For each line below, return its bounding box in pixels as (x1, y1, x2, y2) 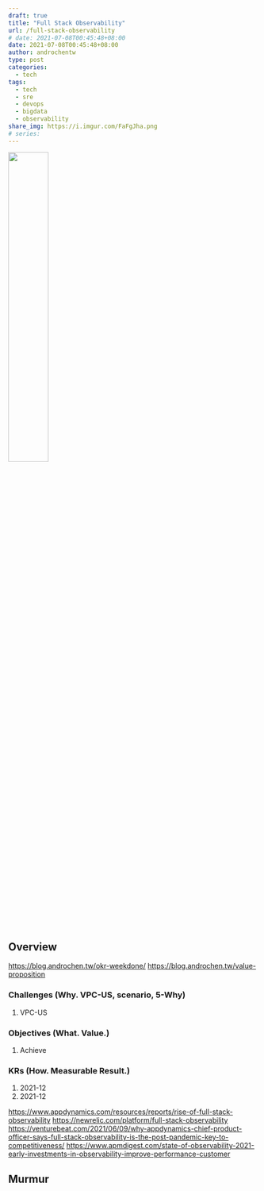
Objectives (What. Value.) (8, 1027, 109, 1039)
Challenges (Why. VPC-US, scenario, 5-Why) (8, 989, 186, 1000)
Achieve (19, 1046, 47, 1055)
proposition (8, 969, 46, 979)
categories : (8, 64, 48, 71)
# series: (8, 129, 41, 137)
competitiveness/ (8, 1141, 65, 1151)
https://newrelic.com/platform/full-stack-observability (52, 1116, 228, 1125)
